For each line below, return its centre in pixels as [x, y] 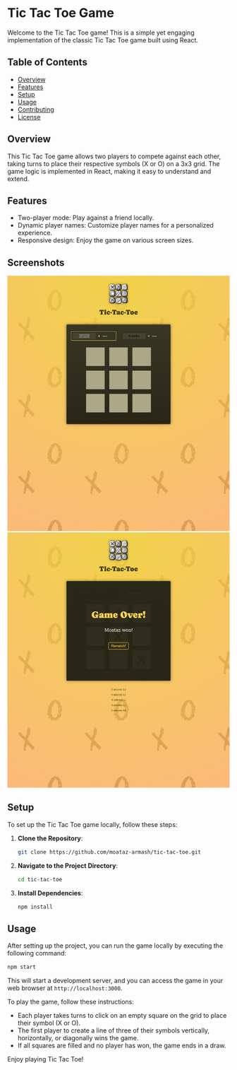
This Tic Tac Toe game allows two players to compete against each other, [114, 156]
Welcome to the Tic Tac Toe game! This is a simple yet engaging [101, 33]
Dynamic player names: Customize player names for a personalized [115, 225]
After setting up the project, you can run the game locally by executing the [115, 946]
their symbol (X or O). [49, 1023]
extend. [18, 179]
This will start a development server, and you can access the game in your [115, 981]
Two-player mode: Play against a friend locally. [86, 218]
